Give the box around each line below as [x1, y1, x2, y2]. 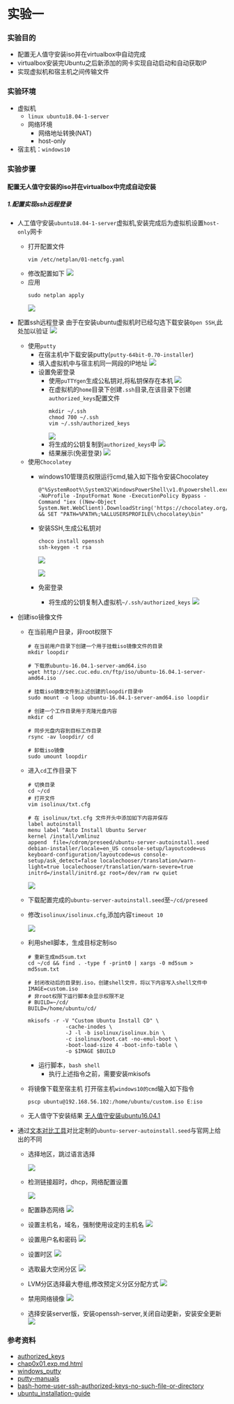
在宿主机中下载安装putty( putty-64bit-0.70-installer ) [38, 350, 194, 359]
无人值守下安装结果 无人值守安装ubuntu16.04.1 [27, 1112, 161, 1120]
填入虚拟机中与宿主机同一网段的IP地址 [38, 359, 148, 368]
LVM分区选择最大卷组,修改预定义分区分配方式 [27, 1280, 159, 1288]
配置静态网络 [27, 1206, 65, 1214]
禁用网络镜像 [27, 1294, 65, 1303]
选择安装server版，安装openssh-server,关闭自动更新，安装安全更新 [27, 1309, 221, 1318]
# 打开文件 [27, 795, 56, 802]
